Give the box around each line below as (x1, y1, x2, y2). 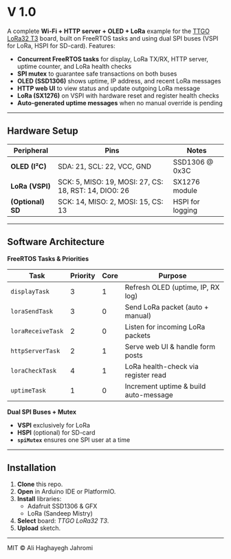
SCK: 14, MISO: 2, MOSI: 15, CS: (57, 197, 164, 207)
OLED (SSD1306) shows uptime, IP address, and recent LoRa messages (16, 76, 221, 85)
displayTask (10, 287, 50, 295)
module (173, 185, 198, 195)
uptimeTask (10, 386, 46, 394)
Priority (69, 271, 96, 280)
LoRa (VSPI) (10, 181, 51, 191)
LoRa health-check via (124, 361, 199, 371)
